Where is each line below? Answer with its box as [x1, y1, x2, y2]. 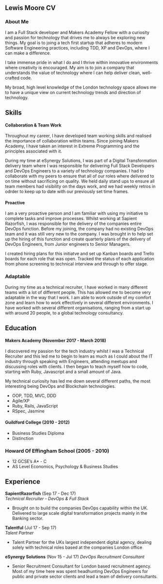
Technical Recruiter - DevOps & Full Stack [5, 495, 89, 501]
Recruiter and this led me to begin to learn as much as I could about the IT [5, 353, 153, 359]
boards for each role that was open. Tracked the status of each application [5, 256, 154, 262]
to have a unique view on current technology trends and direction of [5, 89, 141, 95]
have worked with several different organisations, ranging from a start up [5, 305, 151, 311]
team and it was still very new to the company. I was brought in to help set [5, 231, 153, 237]
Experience [5, 477, 40, 486]
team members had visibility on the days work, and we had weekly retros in [5, 184, 156, 189]
